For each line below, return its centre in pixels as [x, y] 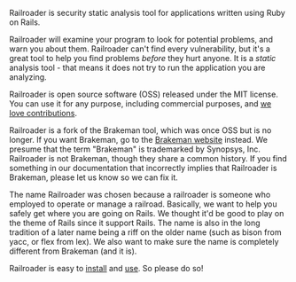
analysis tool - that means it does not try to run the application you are [137, 67]
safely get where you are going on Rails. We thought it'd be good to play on [147, 213]
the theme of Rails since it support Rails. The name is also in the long [135, 223]
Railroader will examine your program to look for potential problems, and [141, 39]
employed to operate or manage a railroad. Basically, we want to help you [143, 204]
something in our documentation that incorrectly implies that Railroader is [143, 168]
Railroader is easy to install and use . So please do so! [106, 268]
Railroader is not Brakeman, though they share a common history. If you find [148, 158]
